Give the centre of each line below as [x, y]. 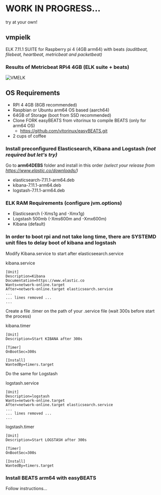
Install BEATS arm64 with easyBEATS [51, 478]
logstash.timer [20, 427]
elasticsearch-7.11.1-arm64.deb [44, 180]
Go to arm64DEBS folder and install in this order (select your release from [80, 165]
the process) [18, 316]
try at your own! [22, 22]
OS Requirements [33, 93]
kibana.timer [18, 325]
